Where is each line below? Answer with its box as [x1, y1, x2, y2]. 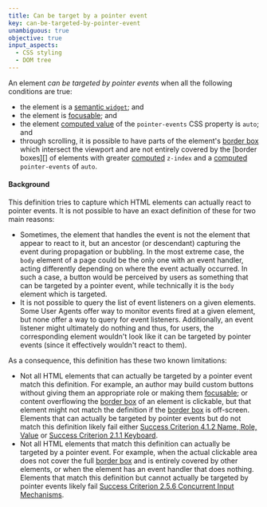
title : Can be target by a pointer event [8, 11, 148, 20]
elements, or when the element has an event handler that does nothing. [19, 465, 254, 474]
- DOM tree [15, 57, 52, 65]
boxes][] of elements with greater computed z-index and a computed [19, 152, 248, 162]
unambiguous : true [8, 26, 69, 34]
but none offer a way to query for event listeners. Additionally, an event [19, 315, 253, 324]
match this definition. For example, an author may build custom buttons [19, 380, 253, 390]
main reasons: [8, 215, 55, 224]
